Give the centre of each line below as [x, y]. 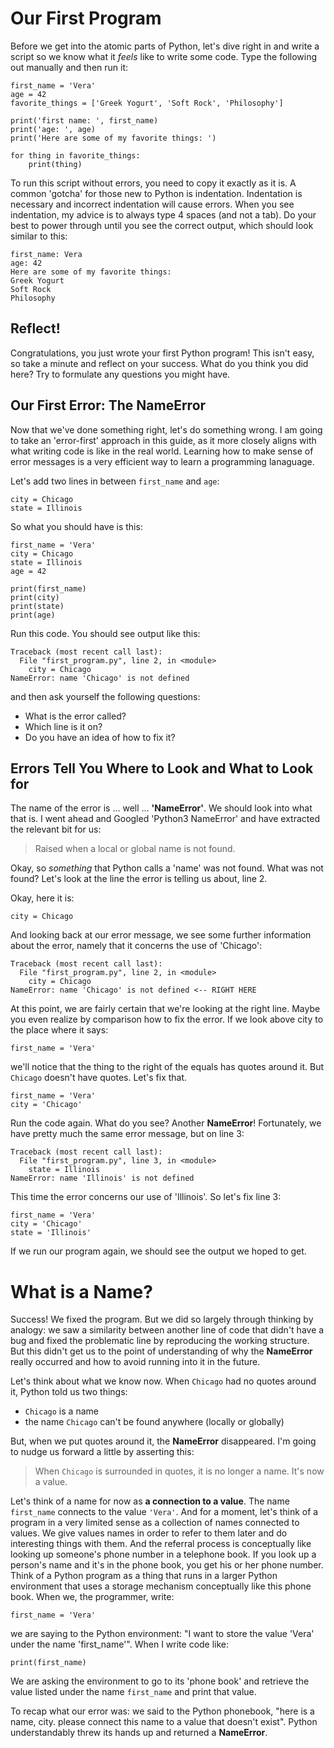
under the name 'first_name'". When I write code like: [120, 1644]
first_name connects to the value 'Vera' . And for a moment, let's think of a [164, 1512]
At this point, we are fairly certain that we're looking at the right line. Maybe [165, 1009]
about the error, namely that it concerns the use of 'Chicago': [136, 946]
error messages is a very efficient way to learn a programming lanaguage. [162, 461]
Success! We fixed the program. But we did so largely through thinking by [162, 1319]
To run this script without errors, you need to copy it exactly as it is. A [153, 183]
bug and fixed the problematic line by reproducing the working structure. [160, 1341]
